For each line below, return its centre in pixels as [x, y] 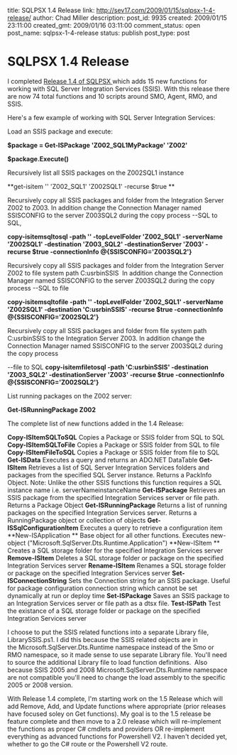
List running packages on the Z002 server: [70, 396]
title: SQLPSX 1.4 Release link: [51, 10]
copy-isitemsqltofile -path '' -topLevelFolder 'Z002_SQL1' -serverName [115, 302]
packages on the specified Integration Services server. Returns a [102, 512]
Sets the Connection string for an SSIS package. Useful [149, 580]
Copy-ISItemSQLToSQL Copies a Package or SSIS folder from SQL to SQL [116, 437]
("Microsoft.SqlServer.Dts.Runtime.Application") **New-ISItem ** [123, 543]
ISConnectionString [37, 580]
